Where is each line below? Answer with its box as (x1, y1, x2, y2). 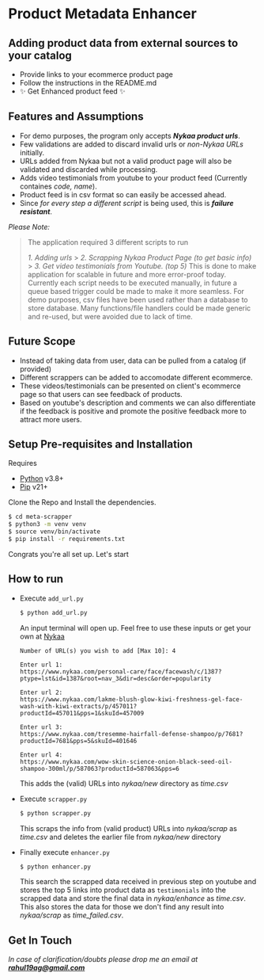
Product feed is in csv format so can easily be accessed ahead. (19, 189, 227, 199)
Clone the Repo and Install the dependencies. (8, 498, 157, 507)
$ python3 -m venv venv (8, 521, 87, 528)
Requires (8, 459, 37, 468)
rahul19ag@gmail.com (8, 963, 85, 973)
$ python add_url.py (19, 608, 88, 616)
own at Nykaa (19, 631, 65, 641)
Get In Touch (8, 933, 73, 947)
